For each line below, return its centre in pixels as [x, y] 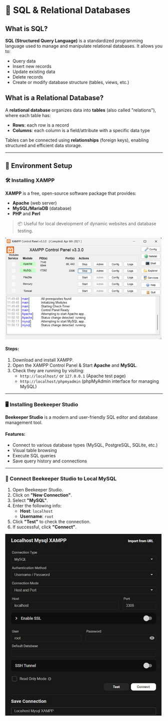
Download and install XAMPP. [43, 360]
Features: [15, 434]
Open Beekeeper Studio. [38, 489]
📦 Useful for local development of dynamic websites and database [87, 223]
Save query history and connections [50, 461]
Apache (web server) [34, 203]
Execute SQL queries [34, 456]
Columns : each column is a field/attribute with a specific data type [81, 130]
